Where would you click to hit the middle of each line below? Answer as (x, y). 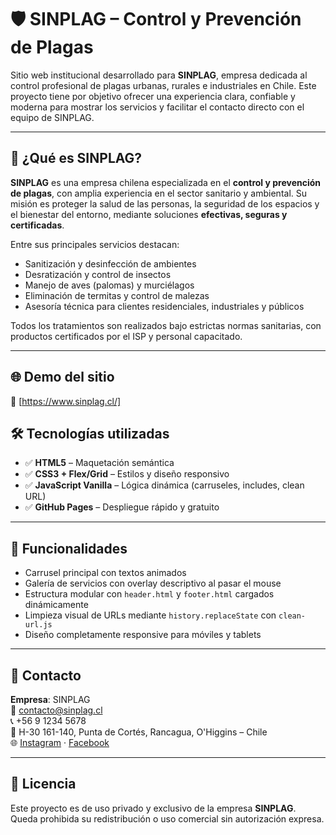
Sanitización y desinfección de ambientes (110, 263)
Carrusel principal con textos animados (105, 573)
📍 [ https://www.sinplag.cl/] (66, 401)
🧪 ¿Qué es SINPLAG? (76, 158)
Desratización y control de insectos (98, 274)
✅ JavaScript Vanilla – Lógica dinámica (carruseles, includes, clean (164, 485)
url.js (38, 625)
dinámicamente (56, 605)
